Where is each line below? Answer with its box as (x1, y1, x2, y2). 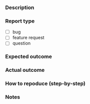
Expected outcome (5, 53, 52, 60)
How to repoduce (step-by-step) (5, 80, 86, 87)
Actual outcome (5, 67, 45, 74)
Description (5, 4, 34, 11)
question (12, 40, 31, 46)
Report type (5, 17, 35, 24)
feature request (12, 35, 44, 41)
